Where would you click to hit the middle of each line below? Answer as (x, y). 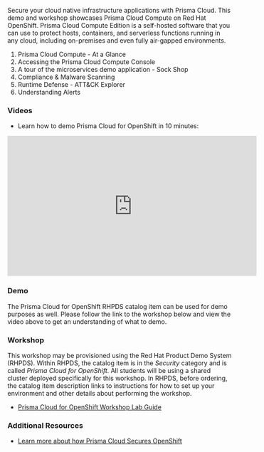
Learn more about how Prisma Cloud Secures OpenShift (100, 441)
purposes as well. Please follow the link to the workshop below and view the (119, 314)
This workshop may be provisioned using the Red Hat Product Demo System (120, 355)
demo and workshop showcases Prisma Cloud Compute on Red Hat (107, 18)
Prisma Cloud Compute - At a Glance (72, 54)
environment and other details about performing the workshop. (100, 393)
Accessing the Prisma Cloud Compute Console (86, 62)
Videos (20, 110)
